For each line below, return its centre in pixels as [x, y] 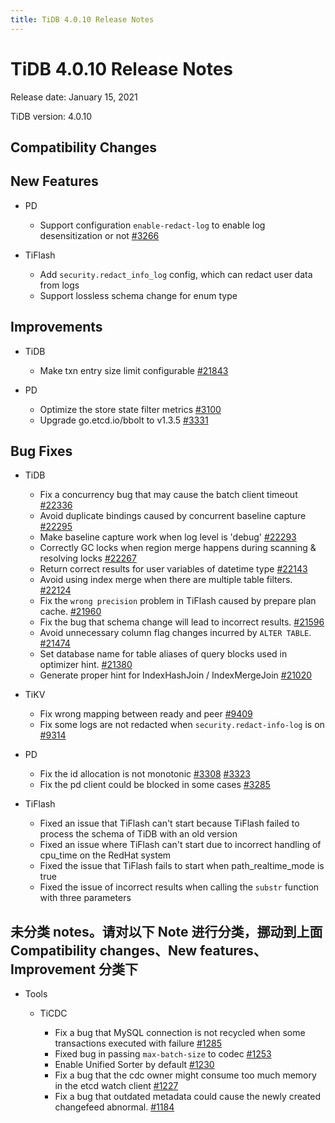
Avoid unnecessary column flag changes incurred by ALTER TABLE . [175, 633]
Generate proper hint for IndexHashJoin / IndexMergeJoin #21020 [176, 675]
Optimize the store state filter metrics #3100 [130, 409]
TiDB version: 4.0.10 [51, 116]
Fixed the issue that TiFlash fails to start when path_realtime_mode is [182, 866]
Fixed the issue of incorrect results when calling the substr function [179, 887]
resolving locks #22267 [88, 558]
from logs [59, 285]
